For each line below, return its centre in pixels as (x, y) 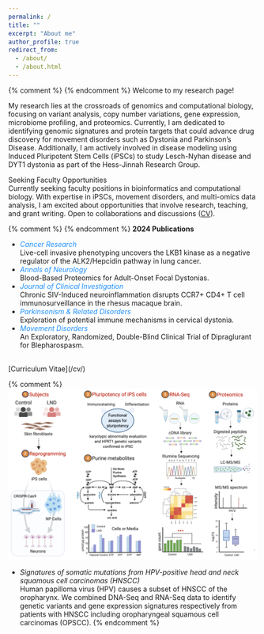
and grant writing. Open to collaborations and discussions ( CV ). (112, 213)
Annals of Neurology (53, 269)
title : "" (25, 25)
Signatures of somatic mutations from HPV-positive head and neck (129, 572)
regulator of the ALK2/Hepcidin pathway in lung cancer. (110, 260)
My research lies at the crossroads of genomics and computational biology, (131, 105)
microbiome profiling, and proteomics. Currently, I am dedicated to (117, 122)
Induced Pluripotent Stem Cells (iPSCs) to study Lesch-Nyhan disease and (130, 156)
